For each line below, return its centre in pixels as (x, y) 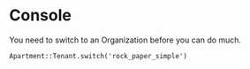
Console (41, 15)
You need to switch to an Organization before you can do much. (125, 40)
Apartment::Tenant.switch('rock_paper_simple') (98, 56)
